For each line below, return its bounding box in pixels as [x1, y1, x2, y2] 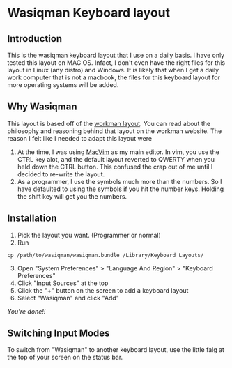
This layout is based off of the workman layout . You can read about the [7, 119, 211, 128]
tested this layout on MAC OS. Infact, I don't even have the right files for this [7, 59, 225, 67]
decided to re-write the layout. [17, 169, 105, 178]
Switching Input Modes [7, 328, 110, 339]
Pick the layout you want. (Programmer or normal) [17, 231, 162, 239]
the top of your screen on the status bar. [7, 353, 123, 362]
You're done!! [7, 307, 46, 315]
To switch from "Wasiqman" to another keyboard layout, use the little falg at [7, 346, 225, 354]
